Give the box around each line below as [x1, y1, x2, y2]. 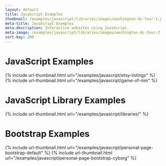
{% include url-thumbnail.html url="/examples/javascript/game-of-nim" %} [5, 77, 158, 83]
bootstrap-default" [5, 150, 43, 156]
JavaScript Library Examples [5, 95, 126, 106]
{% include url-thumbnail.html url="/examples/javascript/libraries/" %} [5, 111, 149, 117]
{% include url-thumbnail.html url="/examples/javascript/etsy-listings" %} [5, 72, 156, 78]
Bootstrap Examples [5, 128, 90, 139]
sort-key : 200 [5, 35, 35, 40]
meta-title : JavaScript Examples [5, 21, 74, 26]
